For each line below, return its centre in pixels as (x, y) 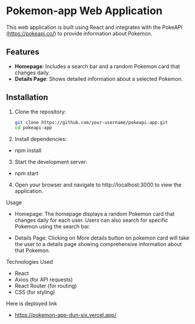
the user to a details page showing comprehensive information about (98, 244)
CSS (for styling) (35, 292)
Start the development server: (51, 162)
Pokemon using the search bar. (52, 227)
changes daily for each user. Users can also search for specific (91, 220)
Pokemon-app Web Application (85, 11)
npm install (28, 150)
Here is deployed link (32, 304)
